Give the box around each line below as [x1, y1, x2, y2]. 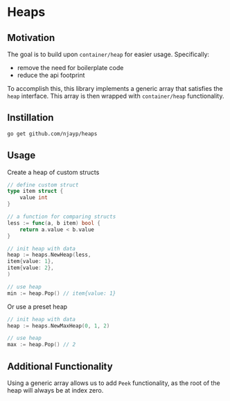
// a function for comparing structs [7, 213, 116, 220]
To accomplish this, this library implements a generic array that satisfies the [7, 85, 223, 92]
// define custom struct [7, 181, 79, 188]
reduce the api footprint [17, 71, 85, 79]
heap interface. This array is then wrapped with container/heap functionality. [7, 92, 224, 100]
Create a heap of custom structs [7, 168, 100, 176]
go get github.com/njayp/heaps [7, 130, 98, 137]
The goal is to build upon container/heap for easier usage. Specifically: [7, 50, 210, 58]
